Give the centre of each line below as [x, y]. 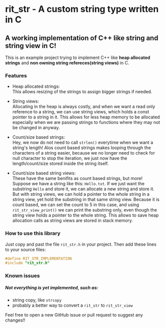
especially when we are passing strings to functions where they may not [86, 122]
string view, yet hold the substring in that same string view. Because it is [86, 200]
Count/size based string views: [44, 173]
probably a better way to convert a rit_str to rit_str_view [72, 305]
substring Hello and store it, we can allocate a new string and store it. [83, 189]
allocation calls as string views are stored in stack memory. [73, 220]
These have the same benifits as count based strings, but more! [77, 178]
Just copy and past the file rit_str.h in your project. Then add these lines [81, 244]
